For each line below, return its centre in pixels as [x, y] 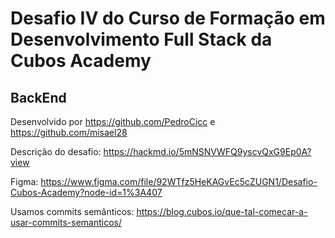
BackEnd [38, 97]
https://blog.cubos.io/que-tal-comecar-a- [222, 211]
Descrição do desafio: [56, 151]
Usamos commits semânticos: [72, 211]
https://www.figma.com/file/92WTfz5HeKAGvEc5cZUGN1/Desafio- [179, 181]
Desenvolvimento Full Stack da [141, 39]
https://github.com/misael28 [69, 132]
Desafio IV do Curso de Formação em [168, 18]
